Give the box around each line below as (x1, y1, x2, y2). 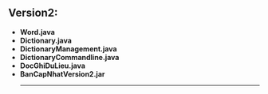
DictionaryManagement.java (19, 43, 117, 54)
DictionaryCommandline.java (19, 52, 120, 62)
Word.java (19, 27, 56, 36)
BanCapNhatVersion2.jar (19, 69, 105, 78)
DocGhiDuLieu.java (19, 61, 86, 70)
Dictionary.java (19, 36, 72, 45)
